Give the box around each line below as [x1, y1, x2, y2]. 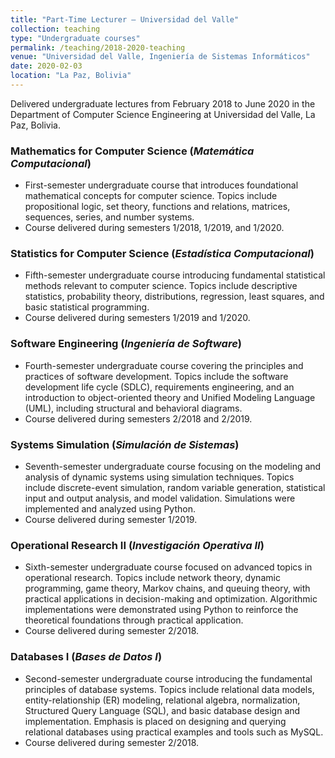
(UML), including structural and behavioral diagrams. [24, 402, 243, 414]
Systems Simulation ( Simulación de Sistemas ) [10, 437, 240, 451]
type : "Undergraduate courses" [10, 33, 141, 43]
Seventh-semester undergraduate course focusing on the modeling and [24, 461, 322, 473]
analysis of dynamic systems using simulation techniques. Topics [24, 471, 295, 483]
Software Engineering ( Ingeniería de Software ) [10, 337, 242, 351]
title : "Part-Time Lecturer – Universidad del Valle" [10, 14, 240, 25]
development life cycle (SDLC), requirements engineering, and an [24, 381, 295, 393]
